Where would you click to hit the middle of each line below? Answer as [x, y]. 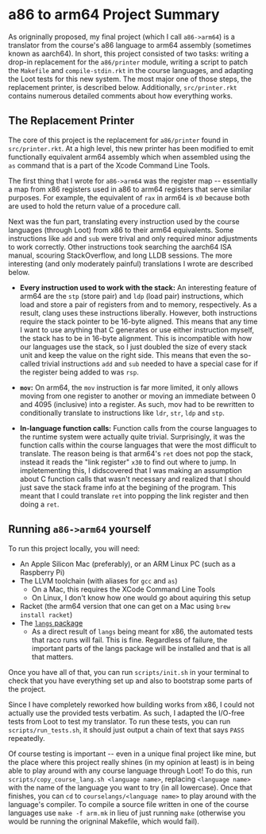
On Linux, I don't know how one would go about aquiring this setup [141, 597]
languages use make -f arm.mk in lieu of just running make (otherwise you [127, 813]
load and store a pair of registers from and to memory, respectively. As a [138, 305]
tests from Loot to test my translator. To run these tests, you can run [120, 721]
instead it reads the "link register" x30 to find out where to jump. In [128, 462]
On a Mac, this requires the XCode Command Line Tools [123, 589]
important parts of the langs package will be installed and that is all [141, 648]
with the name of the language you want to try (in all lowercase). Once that [130, 787]
